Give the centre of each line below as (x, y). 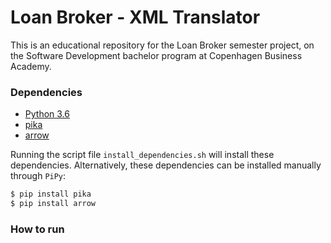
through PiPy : (38, 176)
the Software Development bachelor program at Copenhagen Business (156, 55)
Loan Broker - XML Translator (135, 17)
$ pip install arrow (53, 204)
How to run (37, 229)
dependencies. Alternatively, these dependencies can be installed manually (166, 165)
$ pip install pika (51, 194)
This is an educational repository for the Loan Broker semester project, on (162, 45)
